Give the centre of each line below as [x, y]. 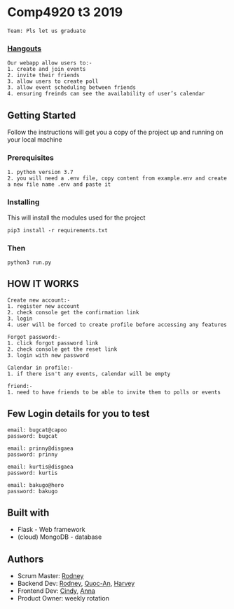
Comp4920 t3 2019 [65, 12]
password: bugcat [33, 436]
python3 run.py [29, 262]
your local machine [35, 140]
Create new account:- [39, 300]
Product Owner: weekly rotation [63, 598]
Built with [28, 513]
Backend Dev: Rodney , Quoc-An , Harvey [76, 584]
